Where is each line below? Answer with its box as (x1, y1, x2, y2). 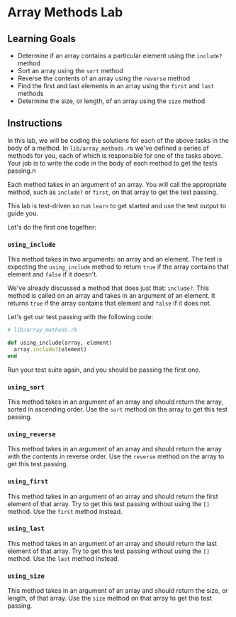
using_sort (7, 383, 45, 391)
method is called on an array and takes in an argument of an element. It (7, 291, 215, 300)
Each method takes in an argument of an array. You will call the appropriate (7, 180, 227, 188)
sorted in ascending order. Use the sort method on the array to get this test (7, 404, 228, 413)
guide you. (7, 209, 39, 218)
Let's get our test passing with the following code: (7, 313, 154, 321)
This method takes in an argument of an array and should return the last (7, 539, 218, 547)
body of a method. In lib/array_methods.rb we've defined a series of (7, 144, 209, 152)
